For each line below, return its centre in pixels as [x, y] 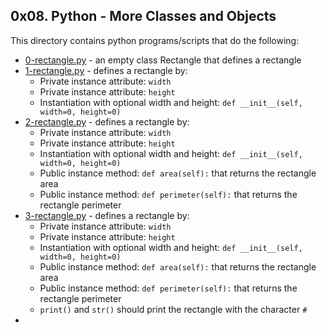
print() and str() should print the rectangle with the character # [173, 309]
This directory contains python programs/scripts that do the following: [155, 40]
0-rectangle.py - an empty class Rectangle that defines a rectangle [163, 60]
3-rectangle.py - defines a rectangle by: [107, 215]
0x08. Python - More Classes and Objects [143, 16]
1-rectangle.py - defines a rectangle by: [106, 70]
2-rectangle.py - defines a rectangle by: [107, 121]
